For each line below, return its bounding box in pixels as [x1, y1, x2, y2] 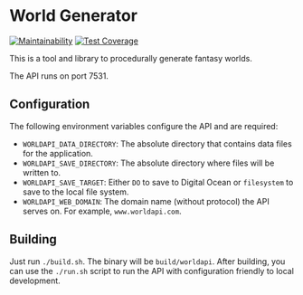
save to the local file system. [22, 186, 129, 197]
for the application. [22, 147, 93, 158]
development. [9, 275, 61, 286]
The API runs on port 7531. [9, 70, 109, 81]
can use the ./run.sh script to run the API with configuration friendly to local [9, 265, 294, 276]
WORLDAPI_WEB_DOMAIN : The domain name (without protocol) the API [22, 195, 270, 206]
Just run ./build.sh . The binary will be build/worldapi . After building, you [9, 255, 286, 267]
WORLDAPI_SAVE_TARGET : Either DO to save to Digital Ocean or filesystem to [22, 176, 294, 187]
